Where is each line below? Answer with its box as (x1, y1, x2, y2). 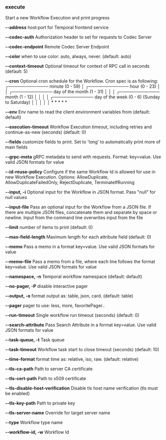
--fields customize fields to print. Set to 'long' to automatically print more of (5, 139, 161, 145)
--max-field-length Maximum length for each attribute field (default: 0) (5, 234, 152, 240)
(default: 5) (5, 68, 28, 74)
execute (5, 3, 25, 10)
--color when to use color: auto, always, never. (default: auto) (5, 53, 132, 59)
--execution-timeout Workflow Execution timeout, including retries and (5, 124, 152, 130)
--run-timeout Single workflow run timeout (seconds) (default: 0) (5, 312, 140, 318)
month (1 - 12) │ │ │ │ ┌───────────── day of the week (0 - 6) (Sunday (5, 94, 161, 100)
